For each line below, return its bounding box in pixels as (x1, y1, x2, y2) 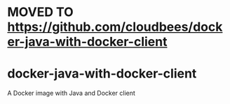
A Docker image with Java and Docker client (7, 89, 135, 98)
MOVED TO (7, 4, 74, 20)
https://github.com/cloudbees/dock (7, 19, 223, 35)
